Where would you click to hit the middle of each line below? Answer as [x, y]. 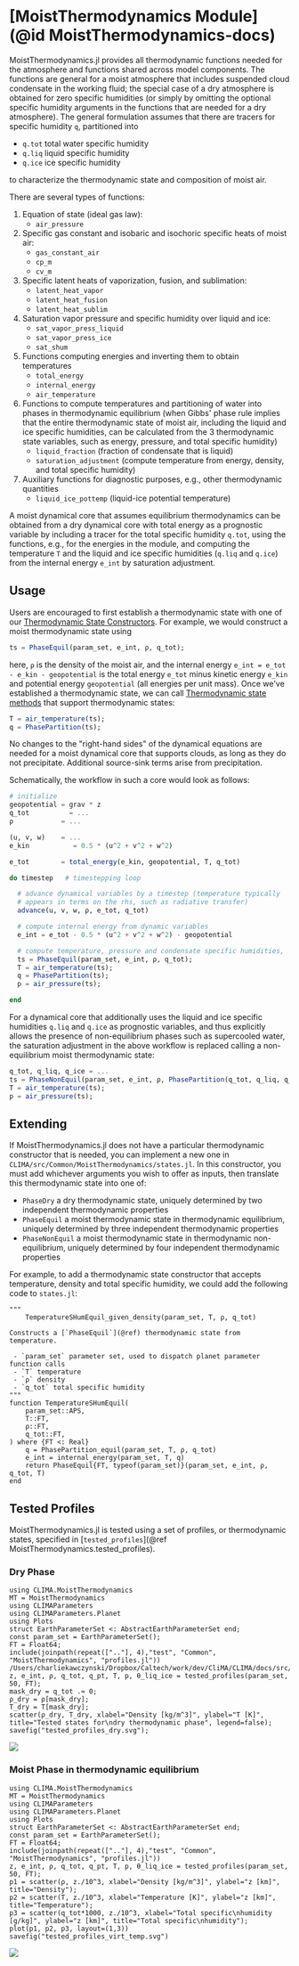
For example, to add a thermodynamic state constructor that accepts [135, 1275]
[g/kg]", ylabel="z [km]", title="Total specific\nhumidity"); [129, 1921]
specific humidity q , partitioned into [74, 126]
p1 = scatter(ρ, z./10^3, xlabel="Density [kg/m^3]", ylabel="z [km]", [145, 1881]
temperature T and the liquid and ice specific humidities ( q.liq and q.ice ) [144, 553]
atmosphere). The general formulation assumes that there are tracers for [142, 117]
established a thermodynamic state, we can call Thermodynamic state [138, 693]
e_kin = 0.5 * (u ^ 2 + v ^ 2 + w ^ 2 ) [91, 845]
